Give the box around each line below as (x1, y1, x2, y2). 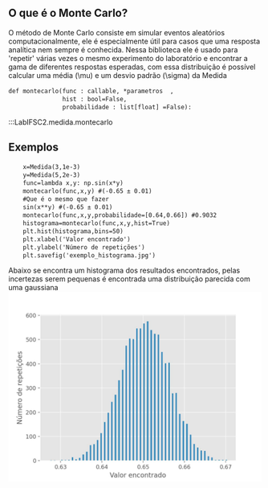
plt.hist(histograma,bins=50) (22, 227, 124, 236)
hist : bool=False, (62, 95, 128, 103)
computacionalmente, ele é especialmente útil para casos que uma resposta (8, 36, 261, 46)
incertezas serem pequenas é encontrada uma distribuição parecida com (8, 273, 250, 284)
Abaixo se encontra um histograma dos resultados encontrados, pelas (8, 265, 241, 275)
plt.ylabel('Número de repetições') (22, 243, 146, 252)
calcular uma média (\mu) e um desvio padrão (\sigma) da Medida (8, 70, 227, 80)
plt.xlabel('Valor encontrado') (22, 235, 131, 244)
